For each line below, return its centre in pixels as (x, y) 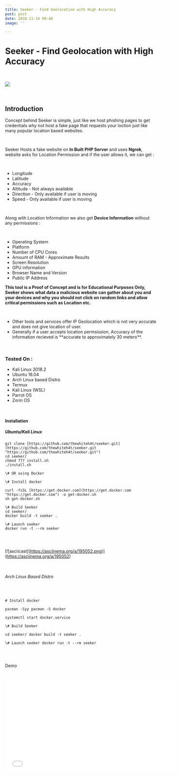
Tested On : (19, 359)
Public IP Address (30, 278)
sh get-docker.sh (23, 499)
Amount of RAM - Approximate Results (51, 257)
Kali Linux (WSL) (29, 390)
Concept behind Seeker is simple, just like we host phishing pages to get (78, 120)
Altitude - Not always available (43, 189)
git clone (15, 444)
